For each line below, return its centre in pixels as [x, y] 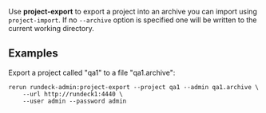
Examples [33, 54]
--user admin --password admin [75, 101]
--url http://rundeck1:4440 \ [73, 94]
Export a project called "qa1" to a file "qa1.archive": [92, 72]
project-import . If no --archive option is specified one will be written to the [133, 20]
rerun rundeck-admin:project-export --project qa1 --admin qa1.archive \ [134, 87]
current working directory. [51, 28]
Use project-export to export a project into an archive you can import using [133, 12]
